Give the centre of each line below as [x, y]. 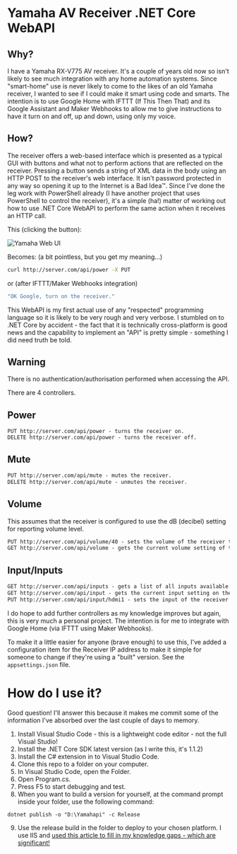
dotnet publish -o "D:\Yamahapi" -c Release [74, 814]
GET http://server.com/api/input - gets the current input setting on [113, 593]
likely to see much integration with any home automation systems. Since [112, 79]
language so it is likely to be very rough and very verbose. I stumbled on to [116, 317]
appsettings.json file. [39, 664]
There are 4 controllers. [42, 393]
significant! [34, 843]
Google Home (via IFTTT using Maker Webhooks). [80, 628]
